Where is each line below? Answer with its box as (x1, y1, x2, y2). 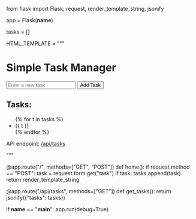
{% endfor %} (14, 128, 50, 136)
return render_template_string (6, 176, 80, 183)
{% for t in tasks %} (14, 115, 64, 122)
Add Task (80, 82, 101, 88)
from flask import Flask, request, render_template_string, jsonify (6, 5, 164, 12)
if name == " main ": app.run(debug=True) (6, 205, 109, 212)
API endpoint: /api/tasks (6, 140, 66, 147)
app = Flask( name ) (6, 17, 53, 23)
